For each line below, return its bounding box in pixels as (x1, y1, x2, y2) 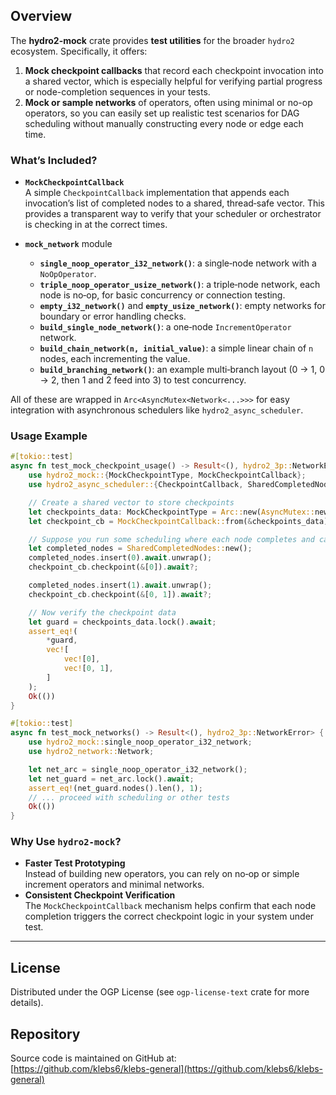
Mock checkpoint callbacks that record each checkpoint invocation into (24, 64, 324, 76)
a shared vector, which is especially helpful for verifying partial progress (24, 75, 323, 87)
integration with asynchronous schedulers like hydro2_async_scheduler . (10, 404, 304, 416)
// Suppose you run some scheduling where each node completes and (28, 534, 315, 544)
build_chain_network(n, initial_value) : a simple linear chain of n (39, 342, 314, 354)
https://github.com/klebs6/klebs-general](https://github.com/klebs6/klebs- (13, 1063, 324, 1075)
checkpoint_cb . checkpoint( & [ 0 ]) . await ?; (28, 562, 199, 573)
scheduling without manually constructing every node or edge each (24, 117, 304, 129)
